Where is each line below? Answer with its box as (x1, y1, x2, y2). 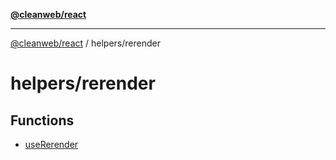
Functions (10, 112, 75, 129)
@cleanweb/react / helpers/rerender (10, 37, 161, 49)
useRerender (24, 139, 79, 150)
